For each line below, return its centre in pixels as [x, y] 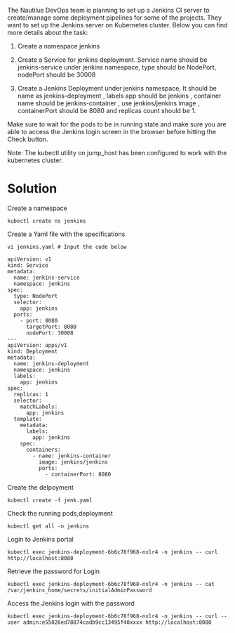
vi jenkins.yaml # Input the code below [67, 247]
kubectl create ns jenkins [47, 221]
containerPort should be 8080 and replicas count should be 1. [107, 111]
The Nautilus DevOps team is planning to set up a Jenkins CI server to [108, 10]
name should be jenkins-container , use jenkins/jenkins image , [108, 103]
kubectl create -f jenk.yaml [50, 500]
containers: [43, 450]
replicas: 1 [31, 394]
